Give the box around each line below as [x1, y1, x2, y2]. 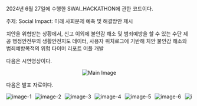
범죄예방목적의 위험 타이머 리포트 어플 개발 [6, 45, 104, 52]
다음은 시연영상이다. [6, 58, 52, 64]
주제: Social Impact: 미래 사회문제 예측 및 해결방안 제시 [6, 18, 133, 25]
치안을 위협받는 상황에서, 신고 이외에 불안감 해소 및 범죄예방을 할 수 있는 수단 [6, 30, 182, 37]
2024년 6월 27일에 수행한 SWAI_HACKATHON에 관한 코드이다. [6, 5, 153, 12]
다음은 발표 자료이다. [6, 81, 54, 88]
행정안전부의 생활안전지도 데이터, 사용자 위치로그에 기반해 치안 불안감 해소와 [12, 38, 188, 44]
